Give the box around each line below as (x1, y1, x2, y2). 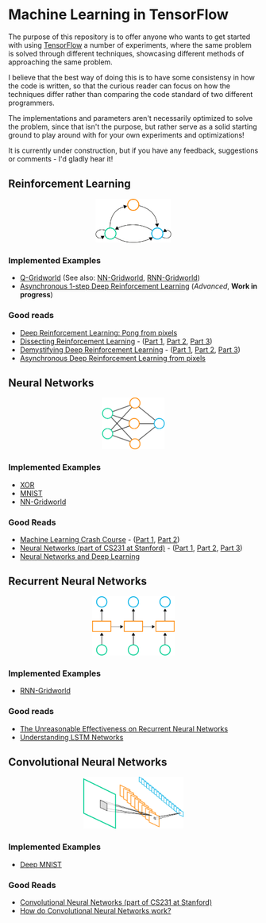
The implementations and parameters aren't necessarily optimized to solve (8, 113, 253, 122)
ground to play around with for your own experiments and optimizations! (8, 130, 245, 140)
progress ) (19, 290, 53, 300)
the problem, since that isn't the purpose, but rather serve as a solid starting (8, 122, 258, 131)
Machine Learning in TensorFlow (8, 6, 229, 24)
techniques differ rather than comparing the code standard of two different (8, 89, 253, 99)
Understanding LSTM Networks (19, 732, 124, 742)
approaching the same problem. (8, 57, 113, 67)
